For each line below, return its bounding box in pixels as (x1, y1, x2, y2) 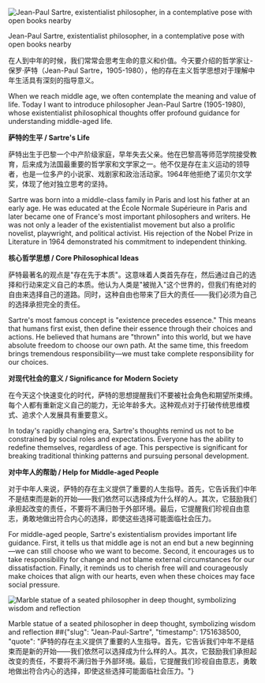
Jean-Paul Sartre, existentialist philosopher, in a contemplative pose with (8, 32, 244, 40)
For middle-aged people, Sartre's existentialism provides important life (8, 530, 237, 539)
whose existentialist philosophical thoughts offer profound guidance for (8, 108, 241, 118)
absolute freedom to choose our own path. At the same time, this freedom (8, 340, 248, 350)
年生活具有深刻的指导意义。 (8, 76, 99, 84)
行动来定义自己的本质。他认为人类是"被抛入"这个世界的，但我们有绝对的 (21, 280, 257, 289)
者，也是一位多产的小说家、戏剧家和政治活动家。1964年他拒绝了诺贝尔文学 (8, 170, 252, 178)
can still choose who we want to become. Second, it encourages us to (26, 546, 255, 556)
